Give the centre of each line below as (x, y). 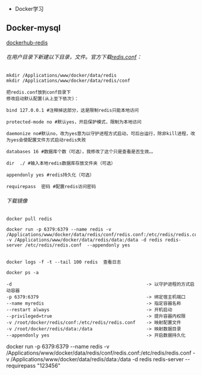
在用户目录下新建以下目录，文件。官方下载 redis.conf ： (74, 57)
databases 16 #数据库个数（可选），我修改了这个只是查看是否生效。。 (81, 152)
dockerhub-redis (27, 42)
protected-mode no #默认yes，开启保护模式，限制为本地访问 (74, 122)
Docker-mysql (34, 28)
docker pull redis (29, 219)
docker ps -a (23, 273)
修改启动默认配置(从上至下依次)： (43, 99)
